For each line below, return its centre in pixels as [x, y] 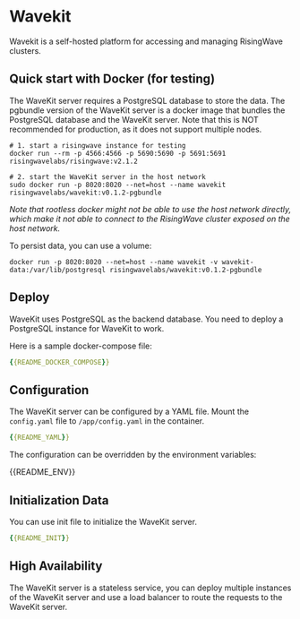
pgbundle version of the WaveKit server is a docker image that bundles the [147, 110]
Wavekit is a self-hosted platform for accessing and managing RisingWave [146, 41]
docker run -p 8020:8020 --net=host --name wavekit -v [114, 262]
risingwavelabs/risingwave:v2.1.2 [74, 161]
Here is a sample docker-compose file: [81, 346]
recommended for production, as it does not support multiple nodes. [136, 129]
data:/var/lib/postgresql [57, 270]
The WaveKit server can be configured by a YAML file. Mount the [129, 412]
